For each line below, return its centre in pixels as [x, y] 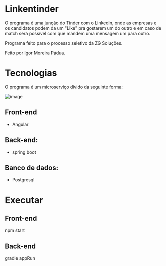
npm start [15, 230]
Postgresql [23, 180]
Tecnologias [31, 73]
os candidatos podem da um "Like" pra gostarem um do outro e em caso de [83, 28]
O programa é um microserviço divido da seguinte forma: [64, 87]
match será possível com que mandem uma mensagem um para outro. [78, 33]
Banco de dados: [32, 167]
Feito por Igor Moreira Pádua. [35, 53]
